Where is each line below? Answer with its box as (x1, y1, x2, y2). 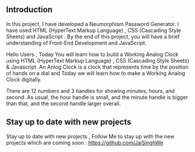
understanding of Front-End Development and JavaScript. (6, 39, 147, 46)
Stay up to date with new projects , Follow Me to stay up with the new (6, 132, 175, 140)
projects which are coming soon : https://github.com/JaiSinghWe (6, 139, 164, 146)
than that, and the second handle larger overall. (6, 100, 121, 107)
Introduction (6, 5, 53, 15)
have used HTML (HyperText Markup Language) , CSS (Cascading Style (6, 27, 181, 34)
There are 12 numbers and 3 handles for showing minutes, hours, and (6, 87, 175, 94)
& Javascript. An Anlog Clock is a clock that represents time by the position (6, 63, 189, 70)
